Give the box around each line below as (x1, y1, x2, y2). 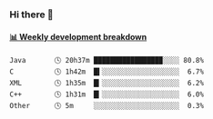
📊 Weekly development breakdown (9, 31, 147, 42)
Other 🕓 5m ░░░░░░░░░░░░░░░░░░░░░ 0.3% (9, 102, 205, 111)
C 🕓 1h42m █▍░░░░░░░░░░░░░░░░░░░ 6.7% (9, 67, 205, 76)
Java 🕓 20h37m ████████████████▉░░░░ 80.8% (9, 56, 205, 65)
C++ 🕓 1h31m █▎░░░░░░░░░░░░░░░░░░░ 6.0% (9, 90, 205, 99)
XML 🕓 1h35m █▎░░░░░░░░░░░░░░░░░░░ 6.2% (9, 79, 205, 88)
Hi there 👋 (9, 8, 55, 21)
